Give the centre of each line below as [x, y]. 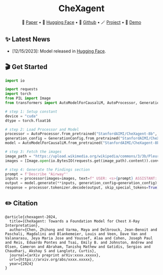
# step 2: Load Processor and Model [42, 129]
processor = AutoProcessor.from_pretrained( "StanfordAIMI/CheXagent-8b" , [81, 134]
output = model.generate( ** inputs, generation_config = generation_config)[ [82, 183]
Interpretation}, [23, 225]
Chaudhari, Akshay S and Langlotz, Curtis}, [51, 251]
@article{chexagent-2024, [31, 217]
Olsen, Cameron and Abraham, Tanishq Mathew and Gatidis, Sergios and [78, 247]
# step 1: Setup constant [31, 112]
